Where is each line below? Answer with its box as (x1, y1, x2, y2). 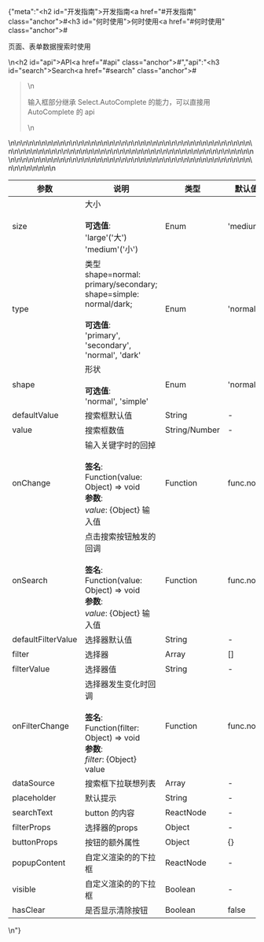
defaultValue (12, 410, 59, 420)
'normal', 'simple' (85, 396, 149, 407)
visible (12, 884, 37, 895)
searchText (12, 807, 53, 818)
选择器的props (85, 822, 138, 833)
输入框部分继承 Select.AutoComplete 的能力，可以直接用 (27, 98, 211, 106)
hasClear (12, 904, 46, 915)
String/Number (164, 424, 220, 435)
